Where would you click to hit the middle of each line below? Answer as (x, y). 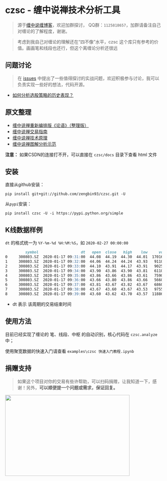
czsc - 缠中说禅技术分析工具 (63, 10)
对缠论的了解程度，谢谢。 (43, 31)
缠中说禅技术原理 (30, 138)
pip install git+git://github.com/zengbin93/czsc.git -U (65, 194)
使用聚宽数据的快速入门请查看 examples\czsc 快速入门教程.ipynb (70, 351)
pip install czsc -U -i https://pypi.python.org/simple (64, 213)
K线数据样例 (24, 230)
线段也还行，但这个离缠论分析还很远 (81, 48)
